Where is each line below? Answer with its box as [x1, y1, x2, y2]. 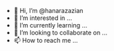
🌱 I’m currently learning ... [13, 21, 88, 29]
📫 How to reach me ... [13, 37, 78, 44]
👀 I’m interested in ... [13, 14, 73, 22]
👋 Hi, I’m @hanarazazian [13, 7, 84, 14]
